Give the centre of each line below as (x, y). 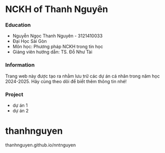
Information (20, 65)
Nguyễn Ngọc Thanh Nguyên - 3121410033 (58, 36)
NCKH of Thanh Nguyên (57, 9)
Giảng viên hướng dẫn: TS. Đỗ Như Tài (52, 52)
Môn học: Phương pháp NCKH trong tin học (58, 47)
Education (18, 25)
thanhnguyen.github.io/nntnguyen (41, 145)
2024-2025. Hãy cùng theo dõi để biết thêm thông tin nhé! (66, 81)
